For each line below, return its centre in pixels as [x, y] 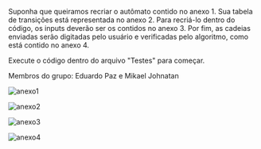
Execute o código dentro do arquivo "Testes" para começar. [107, 60]
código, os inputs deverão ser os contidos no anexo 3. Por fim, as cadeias [129, 28]
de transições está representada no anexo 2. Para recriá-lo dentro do [122, 20]
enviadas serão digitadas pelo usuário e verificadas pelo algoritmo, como [129, 36]
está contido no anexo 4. [49, 45]
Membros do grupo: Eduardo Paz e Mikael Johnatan [93, 76]
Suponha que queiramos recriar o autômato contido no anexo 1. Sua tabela [130, 11]
